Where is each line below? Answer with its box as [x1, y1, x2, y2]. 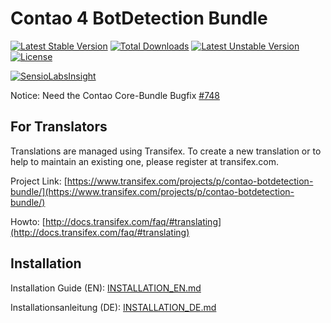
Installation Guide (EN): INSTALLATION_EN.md [10, 282, 202, 294]
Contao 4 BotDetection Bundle [10, 7, 268, 30]
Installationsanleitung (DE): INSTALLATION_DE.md [10, 301, 217, 313]
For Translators [10, 118, 108, 136]
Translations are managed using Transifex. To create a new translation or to [10, 145, 322, 157]
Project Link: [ [10, 175, 68, 187]
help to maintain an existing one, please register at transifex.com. [10, 155, 280, 167]
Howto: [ [10, 215, 46, 227]
